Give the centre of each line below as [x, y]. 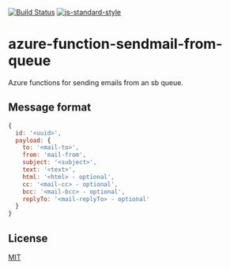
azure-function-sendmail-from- [115, 44]
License [28, 238]
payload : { [33, 140]
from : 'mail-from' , [55, 155]
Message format [50, 108]
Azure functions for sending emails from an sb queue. [96, 82]
